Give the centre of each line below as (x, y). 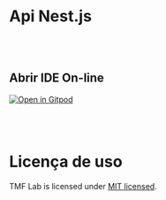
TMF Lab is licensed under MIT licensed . (83, 186)
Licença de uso (66, 162)
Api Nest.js (51, 16)
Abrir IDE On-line (57, 78)
